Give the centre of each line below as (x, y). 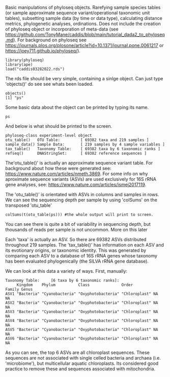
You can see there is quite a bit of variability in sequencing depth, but (78, 224)
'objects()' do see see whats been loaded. (49, 84)
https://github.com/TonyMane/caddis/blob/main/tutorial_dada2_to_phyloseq (85, 34)
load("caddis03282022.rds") (35, 69)
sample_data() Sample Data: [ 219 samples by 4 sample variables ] (85, 145)
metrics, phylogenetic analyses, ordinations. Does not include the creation (83, 23)
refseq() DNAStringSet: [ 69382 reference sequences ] (76, 153)
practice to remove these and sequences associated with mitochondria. (80, 369)
